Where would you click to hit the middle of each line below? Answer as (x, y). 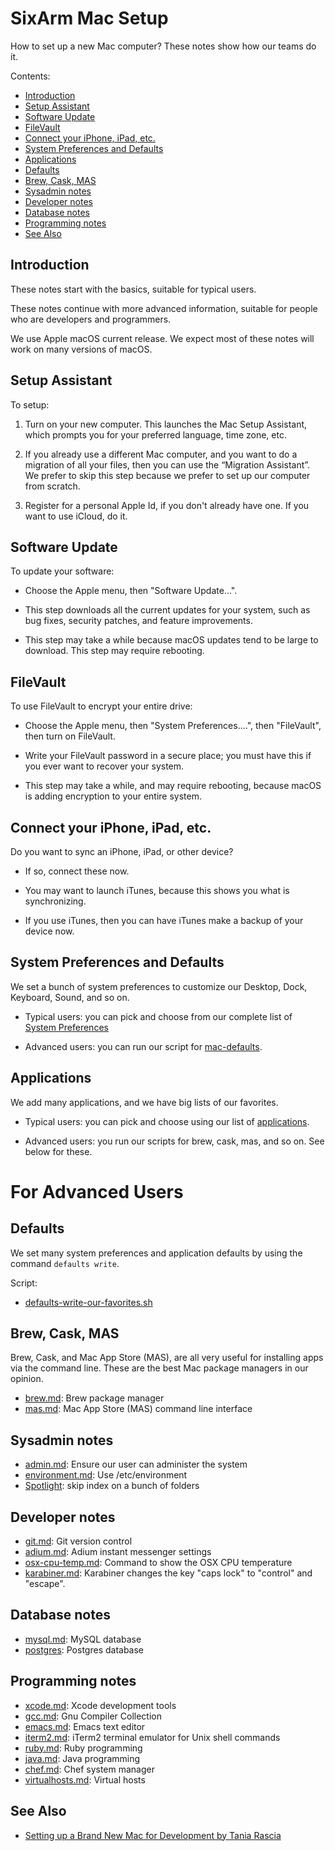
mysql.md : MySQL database (83, 1639)
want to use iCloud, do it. (76, 516)
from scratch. (52, 486)
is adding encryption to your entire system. (113, 796)
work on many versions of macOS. (81, 349)
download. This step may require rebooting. (114, 651)
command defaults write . (65, 1263)
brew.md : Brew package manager (94, 1398)
